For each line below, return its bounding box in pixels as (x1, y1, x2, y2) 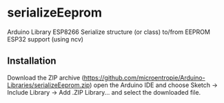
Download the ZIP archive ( (7, 73, 85, 82)
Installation (7, 55, 57, 67)
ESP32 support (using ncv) (7, 35, 84, 43)
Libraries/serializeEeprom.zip (7, 81, 90, 89)
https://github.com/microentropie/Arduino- (83, 73, 205, 82)
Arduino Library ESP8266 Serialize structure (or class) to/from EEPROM (7, 28, 210, 36)
